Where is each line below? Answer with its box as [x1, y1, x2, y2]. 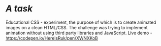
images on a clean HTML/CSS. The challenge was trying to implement [5, 24, 148, 30]
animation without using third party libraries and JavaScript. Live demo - [5, 30, 152, 36]
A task [5, 3, 33, 14]
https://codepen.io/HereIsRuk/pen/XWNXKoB [5, 35, 98, 41]
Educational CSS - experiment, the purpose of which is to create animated [5, 19, 157, 25]
